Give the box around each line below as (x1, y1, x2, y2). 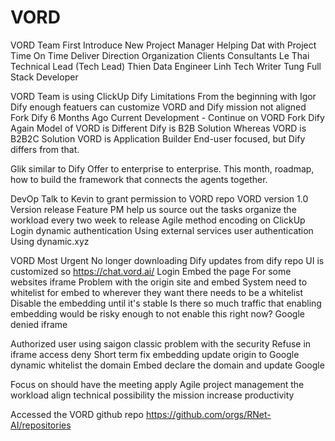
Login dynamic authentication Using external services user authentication (10, 224, 314, 236)
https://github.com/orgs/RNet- (145, 408, 272, 420)
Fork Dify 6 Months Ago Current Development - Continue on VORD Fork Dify (10, 111, 325, 123)
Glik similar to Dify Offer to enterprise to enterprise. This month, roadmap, (10, 162, 315, 175)
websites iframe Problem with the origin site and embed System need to (10, 276, 308, 288)
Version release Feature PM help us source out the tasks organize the (10, 203, 297, 215)
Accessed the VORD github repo (10, 408, 144, 420)
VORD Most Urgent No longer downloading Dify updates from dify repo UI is (10, 254, 325, 266)
